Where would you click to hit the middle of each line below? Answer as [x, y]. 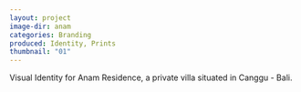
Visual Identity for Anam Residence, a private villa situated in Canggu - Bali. [151, 77]
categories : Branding [51, 35]
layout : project [40, 18]
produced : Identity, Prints [63, 43]
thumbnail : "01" [40, 52]
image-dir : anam [40, 26]
